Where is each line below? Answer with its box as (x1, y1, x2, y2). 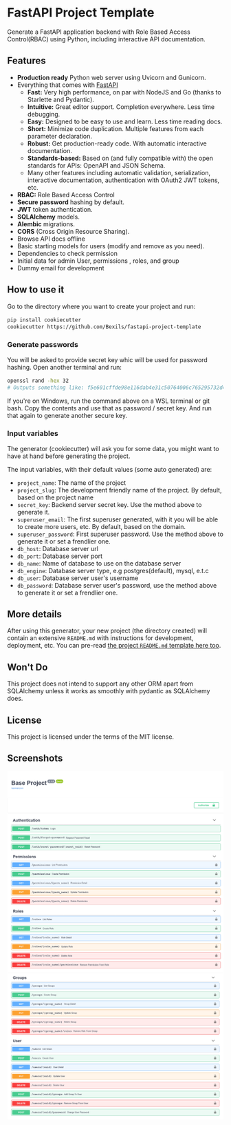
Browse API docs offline (16, 235, 86, 243)
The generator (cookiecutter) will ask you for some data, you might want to (7, 444, 219, 452)
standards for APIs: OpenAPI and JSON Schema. (27, 161, 166, 170)
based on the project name (16, 493, 94, 501)
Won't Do (7, 661, 48, 673)
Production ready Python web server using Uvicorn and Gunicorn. (16, 73, 206, 81)
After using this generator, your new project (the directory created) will (7, 626, 208, 635)
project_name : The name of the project (16, 478, 126, 487)
